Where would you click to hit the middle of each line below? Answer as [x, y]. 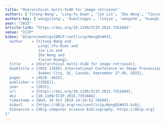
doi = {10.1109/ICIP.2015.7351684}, [54, 96]
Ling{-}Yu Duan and [58, 46]
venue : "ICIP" [20, 32]
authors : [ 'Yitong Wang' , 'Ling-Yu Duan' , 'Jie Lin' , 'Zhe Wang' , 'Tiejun [83, 14]
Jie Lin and [50, 50]
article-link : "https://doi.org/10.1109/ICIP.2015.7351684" [68, 28]
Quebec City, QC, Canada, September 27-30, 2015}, [91, 73]
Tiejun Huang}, [54, 60]
